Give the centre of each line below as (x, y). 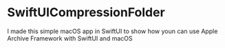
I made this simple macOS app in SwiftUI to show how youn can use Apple (112, 31)
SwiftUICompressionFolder (86, 13)
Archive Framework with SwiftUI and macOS (70, 38)
